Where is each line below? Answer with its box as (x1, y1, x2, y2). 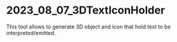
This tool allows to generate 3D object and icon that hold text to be (6, 23, 171, 30)
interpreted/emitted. (6, 29, 56, 36)
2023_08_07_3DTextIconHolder (6, 4, 166, 17)
